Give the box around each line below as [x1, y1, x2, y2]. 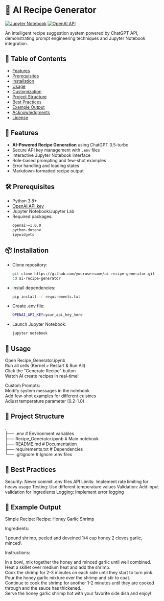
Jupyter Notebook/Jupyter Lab [12, 208, 74, 215]
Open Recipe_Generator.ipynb [5, 358, 66, 363]
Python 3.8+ [12, 198, 38, 204]
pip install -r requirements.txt [12, 294, 81, 299]
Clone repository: [12, 262, 47, 267]
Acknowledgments [12, 109, 50, 115]
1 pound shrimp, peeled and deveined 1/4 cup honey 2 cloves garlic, [5, 535, 143, 541]
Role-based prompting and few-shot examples [12, 157, 107, 163]
